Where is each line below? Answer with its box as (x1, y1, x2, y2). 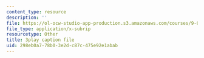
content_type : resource (6, 8, 67, 15)
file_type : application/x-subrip (6, 25, 91, 32)
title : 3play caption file (6, 37, 75, 43)
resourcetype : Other (6, 31, 59, 37)
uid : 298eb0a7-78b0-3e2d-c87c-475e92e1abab (6, 43, 118, 49)
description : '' (6, 14, 47, 21)
